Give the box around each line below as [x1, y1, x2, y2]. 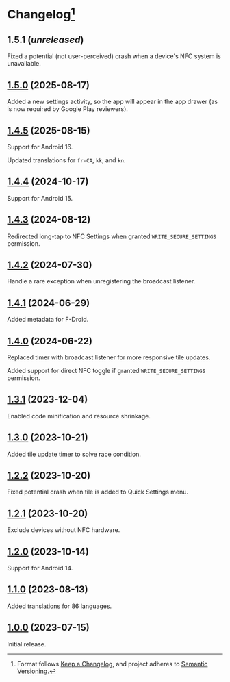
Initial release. [7, 640, 47, 648]
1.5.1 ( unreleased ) [7, 34, 84, 45]
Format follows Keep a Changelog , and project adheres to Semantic [16, 659, 208, 668]
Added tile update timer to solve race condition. [7, 450, 142, 458]
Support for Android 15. [7, 194, 73, 202]
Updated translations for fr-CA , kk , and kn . [7, 155, 126, 164]
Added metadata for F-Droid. [7, 316, 89, 324]
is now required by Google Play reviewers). [7, 105, 129, 113]
